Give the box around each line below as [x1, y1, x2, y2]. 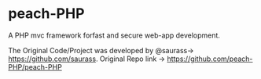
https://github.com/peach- [167, 54, 253, 63]
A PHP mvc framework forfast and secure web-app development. [8, 31, 220, 40]
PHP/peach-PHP [8, 62, 63, 71]
